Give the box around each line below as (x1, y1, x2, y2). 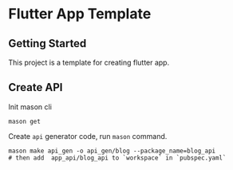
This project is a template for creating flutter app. (8, 57, 170, 67)
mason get (8, 117, 41, 125)
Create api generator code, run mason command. (8, 131, 168, 140)
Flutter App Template (8, 5, 152, 23)
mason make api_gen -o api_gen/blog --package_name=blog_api (8, 147, 216, 155)
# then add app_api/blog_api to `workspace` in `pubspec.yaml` (8, 153, 227, 162)
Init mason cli (8, 101, 52, 112)
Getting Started (8, 37, 87, 50)
